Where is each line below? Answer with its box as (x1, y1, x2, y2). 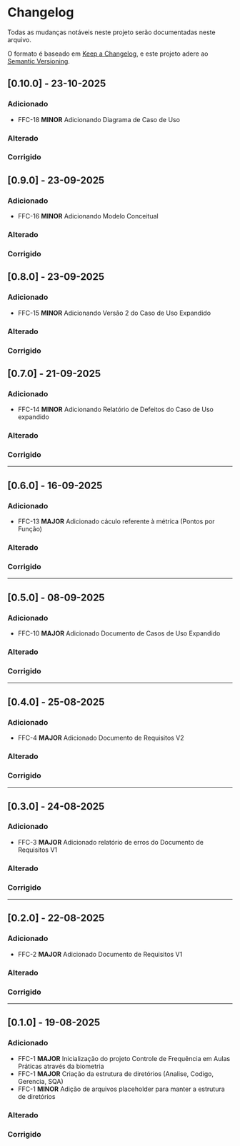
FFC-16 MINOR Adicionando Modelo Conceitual (17, 212, 159, 221)
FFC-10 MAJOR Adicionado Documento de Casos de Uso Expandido (17, 629, 221, 638)
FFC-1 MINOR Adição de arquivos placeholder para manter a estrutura (17, 1085, 225, 1093)
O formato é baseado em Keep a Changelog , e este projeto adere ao (7, 49, 209, 58)
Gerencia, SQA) (17, 1077, 64, 1085)
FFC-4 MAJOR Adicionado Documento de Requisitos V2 (17, 733, 184, 742)
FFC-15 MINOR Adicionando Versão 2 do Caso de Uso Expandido (17, 308, 211, 317)
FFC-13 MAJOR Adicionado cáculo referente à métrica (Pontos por (17, 517, 216, 526)
